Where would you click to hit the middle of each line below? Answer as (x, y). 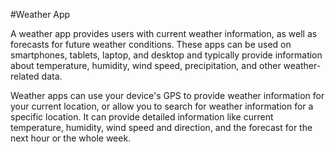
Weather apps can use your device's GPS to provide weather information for (167, 95)
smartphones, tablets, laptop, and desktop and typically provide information (166, 55)
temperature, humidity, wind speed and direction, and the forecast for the (161, 127)
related (25, 76)
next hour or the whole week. (71, 138)
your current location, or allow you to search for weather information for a (162, 106)
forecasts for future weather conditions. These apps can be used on (151, 44)
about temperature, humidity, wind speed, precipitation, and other (146, 65)
